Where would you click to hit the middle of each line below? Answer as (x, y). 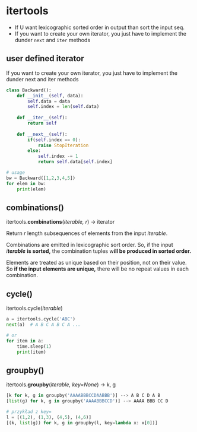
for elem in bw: (26, 183)
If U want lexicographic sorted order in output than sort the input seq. (100, 27)
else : (34, 151)
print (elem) (31, 189)
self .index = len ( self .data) (63, 107)
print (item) (31, 352)
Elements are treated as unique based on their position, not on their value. (96, 263)
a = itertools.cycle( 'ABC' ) (41, 319)
